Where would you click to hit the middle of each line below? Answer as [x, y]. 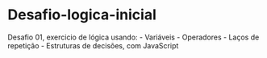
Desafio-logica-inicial [82, 15]
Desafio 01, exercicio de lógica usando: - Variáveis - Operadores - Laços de [133, 37]
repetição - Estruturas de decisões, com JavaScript [93, 45]
